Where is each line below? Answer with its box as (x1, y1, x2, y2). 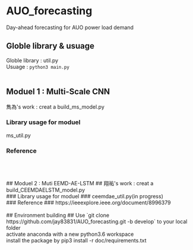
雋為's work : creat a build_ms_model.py (6, 103, 105, 110)
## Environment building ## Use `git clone (6, 212, 110, 219)
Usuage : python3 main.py (6, 63, 69, 70)
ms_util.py (6, 132, 31, 139)
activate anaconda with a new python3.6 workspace (6, 230, 134, 238)
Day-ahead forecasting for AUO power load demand (6, 24, 134, 31)
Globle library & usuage (6, 41, 95, 51)
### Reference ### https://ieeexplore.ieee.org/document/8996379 (6, 199, 171, 206)
